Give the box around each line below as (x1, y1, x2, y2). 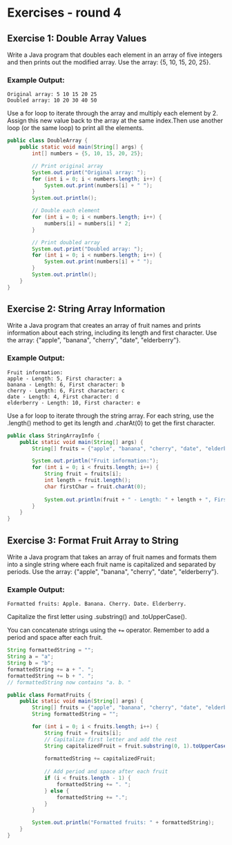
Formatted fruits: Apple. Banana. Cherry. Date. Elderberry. (7, 600, 187, 608)
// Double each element (32, 207, 100, 214)
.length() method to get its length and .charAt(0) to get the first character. (7, 418, 215, 427)
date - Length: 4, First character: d (7, 393, 119, 400)
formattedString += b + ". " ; (7, 672, 95, 679)
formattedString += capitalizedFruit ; (43, 755, 156, 762)
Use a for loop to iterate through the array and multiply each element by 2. (7, 109, 219, 118)
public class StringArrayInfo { (7, 432, 100, 439)
